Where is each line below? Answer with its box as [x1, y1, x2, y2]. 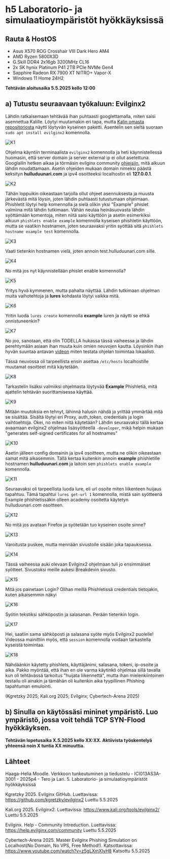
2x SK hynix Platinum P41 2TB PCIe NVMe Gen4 [12, 65, 114, 70]
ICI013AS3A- [134, 771, 161, 777]
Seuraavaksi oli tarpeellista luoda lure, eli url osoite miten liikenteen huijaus [5, 486, 161, 492]
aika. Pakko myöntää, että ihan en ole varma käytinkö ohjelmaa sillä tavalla [5, 667, 161, 673]
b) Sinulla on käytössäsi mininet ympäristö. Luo [5, 708, 158, 717]
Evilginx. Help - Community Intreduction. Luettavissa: [5, 822, 117, 828]
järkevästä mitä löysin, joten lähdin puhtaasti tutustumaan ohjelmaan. [5, 196, 150, 202]
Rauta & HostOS [5, 35, 57, 43]
